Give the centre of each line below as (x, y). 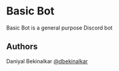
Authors (22, 47)
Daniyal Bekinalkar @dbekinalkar (47, 61)
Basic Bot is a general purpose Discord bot (59, 28)
